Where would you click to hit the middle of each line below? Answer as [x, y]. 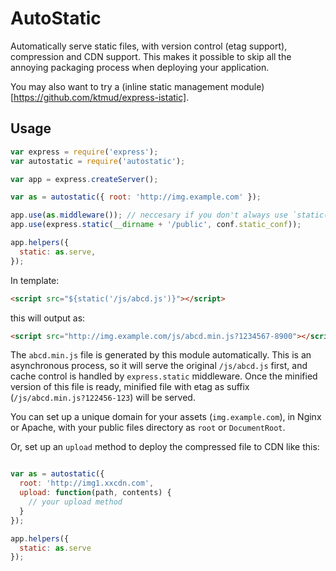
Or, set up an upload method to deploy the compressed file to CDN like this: [165, 447]
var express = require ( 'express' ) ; [84, 152]
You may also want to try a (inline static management [119, 86]
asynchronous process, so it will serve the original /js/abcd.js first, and [159, 366]
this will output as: [48, 318]
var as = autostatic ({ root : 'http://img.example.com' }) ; [136, 197]
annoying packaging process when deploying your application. [140, 67]
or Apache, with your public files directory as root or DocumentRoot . [148, 428]
